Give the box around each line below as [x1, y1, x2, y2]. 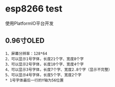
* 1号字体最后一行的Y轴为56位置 [5, 77, 64, 83]
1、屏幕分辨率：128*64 [5, 51, 48, 56]
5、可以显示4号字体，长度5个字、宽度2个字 [5, 72, 82, 77]
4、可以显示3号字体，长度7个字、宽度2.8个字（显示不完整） [5, 67, 112, 72]
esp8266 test [5, 3, 63, 15]
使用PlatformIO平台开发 [5, 20, 54, 26]
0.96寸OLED [5, 36, 45, 45]
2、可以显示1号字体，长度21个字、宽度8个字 [5, 56, 84, 61]
